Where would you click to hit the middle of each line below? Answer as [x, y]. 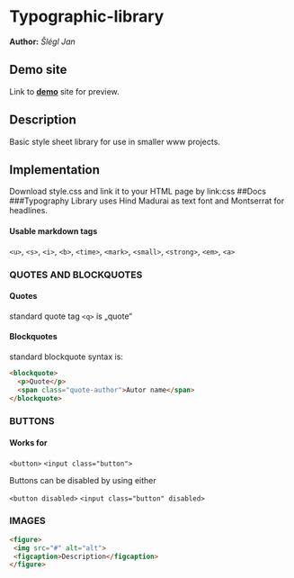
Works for [28, 442]
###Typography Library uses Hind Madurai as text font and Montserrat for [147, 201]
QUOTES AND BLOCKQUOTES [76, 275]
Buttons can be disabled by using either [83, 480]
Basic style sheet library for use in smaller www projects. [115, 141]
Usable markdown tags [53, 230]
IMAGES [28, 521]
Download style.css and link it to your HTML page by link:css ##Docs [138, 192]
